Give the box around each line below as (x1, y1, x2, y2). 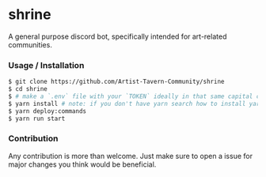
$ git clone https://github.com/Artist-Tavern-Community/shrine (8, 77, 225, 86)
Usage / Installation (8, 59, 85, 70)
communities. (8, 40, 53, 49)
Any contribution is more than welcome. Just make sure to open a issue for (8, 151, 253, 160)
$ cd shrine (8, 85, 47, 93)
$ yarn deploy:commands (8, 107, 87, 115)
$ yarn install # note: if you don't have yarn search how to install (8, 100, 246, 107)
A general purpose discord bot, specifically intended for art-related (8, 32, 227, 41)
